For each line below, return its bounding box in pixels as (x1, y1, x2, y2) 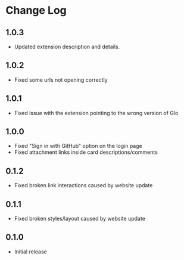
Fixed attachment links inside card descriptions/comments (14, 148, 158, 156)
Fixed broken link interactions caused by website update (14, 182, 153, 189)
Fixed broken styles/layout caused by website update (14, 215, 145, 222)
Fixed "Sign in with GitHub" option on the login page (14, 143, 142, 150)
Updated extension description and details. (14, 43, 120, 50)
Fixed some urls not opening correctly (14, 76, 108, 83)
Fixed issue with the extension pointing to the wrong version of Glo (14, 109, 179, 116)
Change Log (5, 4, 67, 17)
